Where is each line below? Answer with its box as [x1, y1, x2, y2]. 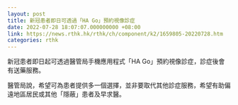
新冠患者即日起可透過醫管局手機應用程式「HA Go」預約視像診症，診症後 [7, 57, 219, 66]
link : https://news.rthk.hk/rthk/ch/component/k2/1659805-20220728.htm [7, 30, 223, 38]
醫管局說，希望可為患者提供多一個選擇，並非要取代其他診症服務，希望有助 [7, 81, 225, 89]
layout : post [7, 10, 46, 18]
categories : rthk [7, 37, 59, 44]
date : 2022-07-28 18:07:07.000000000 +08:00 [7, 23, 141, 31]
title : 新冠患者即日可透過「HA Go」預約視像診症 [7, 17, 136, 24]
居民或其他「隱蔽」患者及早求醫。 [25, 90, 125, 99]
